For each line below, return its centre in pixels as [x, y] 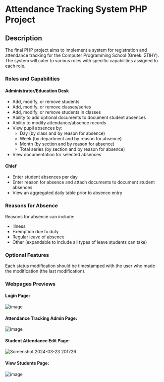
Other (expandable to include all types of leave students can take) [80, 242]
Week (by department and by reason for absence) [71, 139]
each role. [15, 66]
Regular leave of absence [38, 237]
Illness [19, 226]
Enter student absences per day [45, 177]
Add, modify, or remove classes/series [52, 107]
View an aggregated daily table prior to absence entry [67, 193]
